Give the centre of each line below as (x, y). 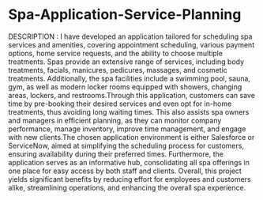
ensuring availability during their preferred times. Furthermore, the (116, 154)
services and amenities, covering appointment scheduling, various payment (131, 44)
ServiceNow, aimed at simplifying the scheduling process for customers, (126, 145)
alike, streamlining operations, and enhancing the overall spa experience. (127, 187)
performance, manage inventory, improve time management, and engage (127, 129)
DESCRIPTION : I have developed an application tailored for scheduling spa (130, 36)
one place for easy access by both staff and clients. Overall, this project (125, 171)
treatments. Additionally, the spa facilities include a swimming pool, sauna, (130, 78)
